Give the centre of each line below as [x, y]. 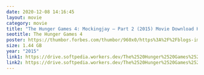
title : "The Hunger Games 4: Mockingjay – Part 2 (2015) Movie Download [100, 29]
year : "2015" [23, 51]
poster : [16, 40]
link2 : [15, 62]
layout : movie [24, 18]
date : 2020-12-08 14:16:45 [40, 12]
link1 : [15, 57]
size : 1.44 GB [24, 46]
